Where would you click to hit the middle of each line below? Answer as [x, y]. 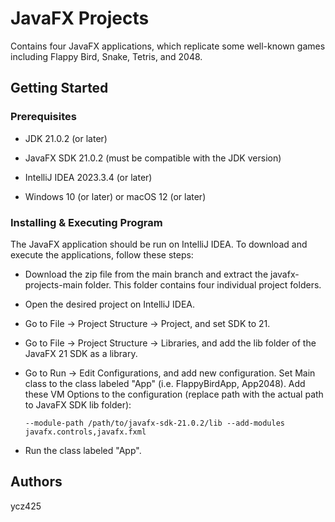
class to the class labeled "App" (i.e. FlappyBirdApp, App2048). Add [165, 383]
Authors [36, 482]
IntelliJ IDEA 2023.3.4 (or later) [88, 177]
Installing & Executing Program [86, 222]
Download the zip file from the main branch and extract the [146, 274]
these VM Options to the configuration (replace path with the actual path [174, 394]
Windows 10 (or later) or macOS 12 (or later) [115, 196]
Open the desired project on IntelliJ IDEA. [110, 304]
